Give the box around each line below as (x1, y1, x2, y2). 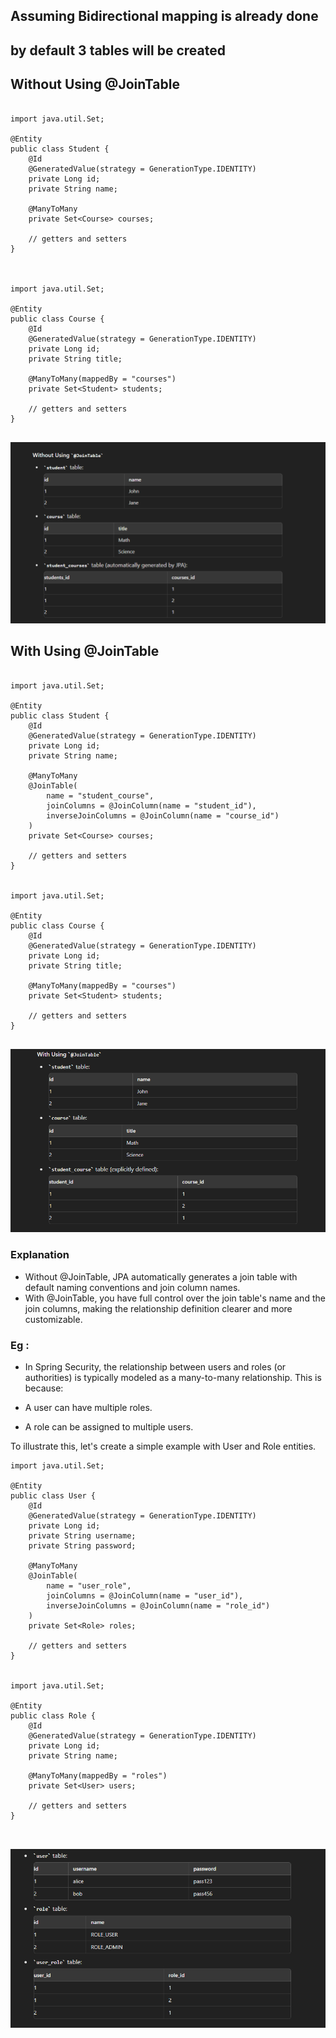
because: (24, 1382, 64, 1394)
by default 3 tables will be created (10, 42, 226, 59)
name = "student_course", (46, 790, 155, 801)
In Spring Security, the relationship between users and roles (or (24, 1360, 287, 1373)
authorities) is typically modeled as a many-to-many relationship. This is (24, 1371, 322, 1383)
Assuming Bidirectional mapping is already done (10, 8, 319, 25)
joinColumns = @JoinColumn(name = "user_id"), (46, 1590, 244, 1601)
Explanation (10, 1248, 70, 1262)
